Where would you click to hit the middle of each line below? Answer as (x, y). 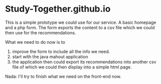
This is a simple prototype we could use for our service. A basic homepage (81, 22)
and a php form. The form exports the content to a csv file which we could (80, 27)
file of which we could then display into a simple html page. (72, 67)
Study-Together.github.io (58, 9)
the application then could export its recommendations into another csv (84, 62)
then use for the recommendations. (41, 33)
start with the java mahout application (50, 56)
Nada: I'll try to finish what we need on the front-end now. (63, 76)
